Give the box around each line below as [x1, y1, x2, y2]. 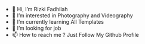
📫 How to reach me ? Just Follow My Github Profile [11, 32, 139, 38]
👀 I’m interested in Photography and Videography [11, 12, 133, 19]
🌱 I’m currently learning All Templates [11, 18, 104, 25]
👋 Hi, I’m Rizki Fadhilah [11, 6, 68, 12]
